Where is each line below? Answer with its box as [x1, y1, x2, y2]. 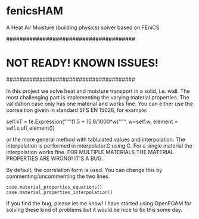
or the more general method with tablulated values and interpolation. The [6, 136, 186, 143]
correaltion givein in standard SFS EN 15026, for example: [6, 106, 148, 114]
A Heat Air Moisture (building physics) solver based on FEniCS [6, 24, 160, 31]
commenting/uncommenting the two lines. [6, 173, 110, 180]
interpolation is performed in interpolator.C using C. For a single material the [6, 142, 192, 149]
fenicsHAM [6, 4, 64, 18]
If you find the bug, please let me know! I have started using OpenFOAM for [6, 199, 192, 207]
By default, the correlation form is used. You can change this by [6, 166, 163, 173]
